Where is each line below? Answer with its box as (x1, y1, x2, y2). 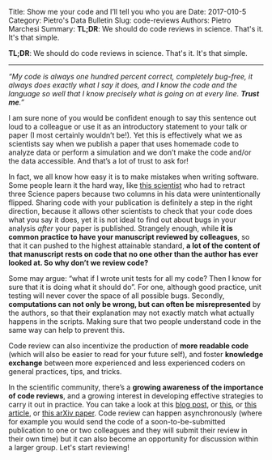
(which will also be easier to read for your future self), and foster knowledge (8, 350, 264, 359)
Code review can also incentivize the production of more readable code (8, 341, 249, 351)
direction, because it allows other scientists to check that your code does (8, 207, 253, 215)
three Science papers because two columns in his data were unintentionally (8, 190, 261, 198)
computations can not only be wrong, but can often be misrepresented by (8, 300, 261, 309)
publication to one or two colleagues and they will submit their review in (8, 425, 248, 435)
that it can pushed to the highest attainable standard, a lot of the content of (8, 241, 261, 250)
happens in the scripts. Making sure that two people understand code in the (8, 317, 261, 326)
